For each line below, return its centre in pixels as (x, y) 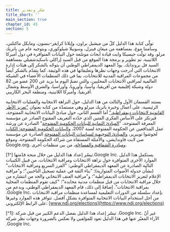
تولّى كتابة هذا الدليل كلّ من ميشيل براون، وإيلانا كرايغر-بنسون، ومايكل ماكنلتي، (80, 43)
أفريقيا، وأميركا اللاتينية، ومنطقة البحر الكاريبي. (49, 92)
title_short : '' (23, 15)
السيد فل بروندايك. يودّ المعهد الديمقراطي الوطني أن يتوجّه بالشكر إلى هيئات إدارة (82, 65)
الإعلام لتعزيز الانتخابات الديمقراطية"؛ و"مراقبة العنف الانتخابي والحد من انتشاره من (83, 176)
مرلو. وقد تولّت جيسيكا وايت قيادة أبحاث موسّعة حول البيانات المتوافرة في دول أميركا (85, 54)
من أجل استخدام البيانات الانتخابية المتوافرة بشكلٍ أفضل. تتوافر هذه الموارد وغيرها (82, 198)
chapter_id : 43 (22, 24)
